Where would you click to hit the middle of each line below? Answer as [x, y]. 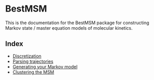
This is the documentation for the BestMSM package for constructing [77, 23]
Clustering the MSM [33, 72]
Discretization [27, 56]
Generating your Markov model [45, 66]
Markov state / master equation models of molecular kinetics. [69, 28]
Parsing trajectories [33, 61]
